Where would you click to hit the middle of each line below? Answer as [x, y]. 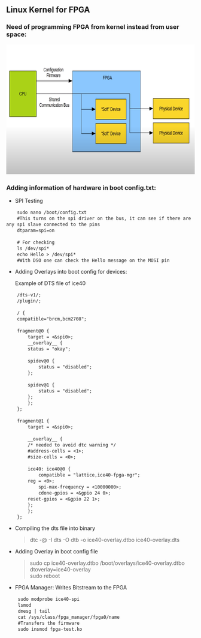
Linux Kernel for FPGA [48, 10]
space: [16, 34]
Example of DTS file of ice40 [50, 283]
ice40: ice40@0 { [49, 469]
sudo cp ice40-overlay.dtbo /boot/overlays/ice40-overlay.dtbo [107, 563]
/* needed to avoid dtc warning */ [72, 445]
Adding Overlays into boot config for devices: [71, 271]
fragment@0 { [33, 331]
